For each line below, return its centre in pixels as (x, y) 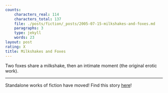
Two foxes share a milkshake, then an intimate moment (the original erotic (81, 66)
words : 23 (24, 38)
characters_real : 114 (36, 14)
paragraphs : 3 (29, 28)
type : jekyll (28, 33)
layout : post (19, 42)
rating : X (15, 47)
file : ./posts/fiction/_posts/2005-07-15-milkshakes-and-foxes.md (85, 24)
